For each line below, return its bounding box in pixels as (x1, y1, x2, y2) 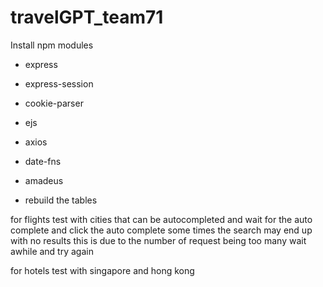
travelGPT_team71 (10, 6, 164, 29)
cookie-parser (24, 97, 84, 109)
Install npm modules (10, 39, 94, 51)
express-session (24, 77, 94, 90)
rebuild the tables (24, 194, 98, 206)
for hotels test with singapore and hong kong (10, 264, 195, 276)
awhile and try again (10, 245, 94, 257)
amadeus (24, 174, 64, 186)
